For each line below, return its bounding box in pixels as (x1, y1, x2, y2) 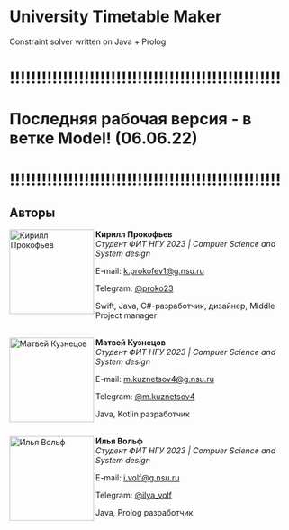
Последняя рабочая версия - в (9, 109, 252, 130)
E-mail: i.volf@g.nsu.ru (95, 472, 180, 483)
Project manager (95, 310, 158, 321)
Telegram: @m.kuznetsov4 (95, 391, 195, 402)
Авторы (9, 205, 56, 220)
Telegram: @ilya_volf (95, 489, 173, 501)
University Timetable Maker (9, 6, 222, 27)
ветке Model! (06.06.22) (9, 128, 198, 149)
